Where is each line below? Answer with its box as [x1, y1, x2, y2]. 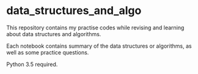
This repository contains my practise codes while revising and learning [6, 24, 185, 31]
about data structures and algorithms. [6, 30, 101, 37]
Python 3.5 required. [6, 61, 58, 68]
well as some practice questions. [6, 48, 89, 56]
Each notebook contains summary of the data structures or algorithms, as [6, 42, 192, 50]
